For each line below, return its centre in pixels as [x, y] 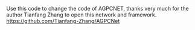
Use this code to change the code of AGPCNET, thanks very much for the [97, 9]
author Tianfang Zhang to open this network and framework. [82, 15]
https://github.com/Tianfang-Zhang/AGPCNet [63, 21]
